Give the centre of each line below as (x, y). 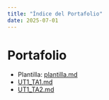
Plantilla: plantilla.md (47, 75)
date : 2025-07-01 (33, 20)
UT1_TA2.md (36, 89)
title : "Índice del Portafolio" (55, 14)
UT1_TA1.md (35, 82)
